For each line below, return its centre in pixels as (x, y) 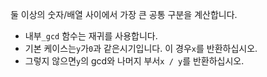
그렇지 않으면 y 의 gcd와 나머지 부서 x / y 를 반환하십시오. (134, 61)
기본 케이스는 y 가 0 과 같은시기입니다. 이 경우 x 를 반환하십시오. (141, 48)
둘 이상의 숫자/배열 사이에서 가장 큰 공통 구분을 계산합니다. (124, 14)
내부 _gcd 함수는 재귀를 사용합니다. (91, 36)
